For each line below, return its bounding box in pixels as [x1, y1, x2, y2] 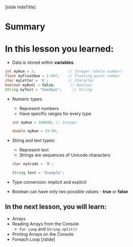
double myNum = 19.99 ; [12, 129, 58, 133]
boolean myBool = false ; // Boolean [5, 82, 92, 87]
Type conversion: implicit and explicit [12, 179, 86, 185]
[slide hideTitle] [5, 4, 36, 10]
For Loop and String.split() [19, 226, 78, 232]
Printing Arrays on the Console [12, 231, 74, 237]
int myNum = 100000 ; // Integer [12, 120, 78, 125]
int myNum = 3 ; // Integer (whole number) [5, 69, 123, 74]
